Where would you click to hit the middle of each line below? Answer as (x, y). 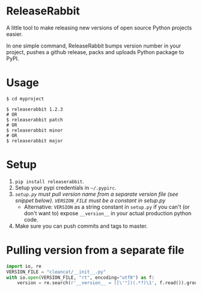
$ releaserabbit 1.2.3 (35, 109)
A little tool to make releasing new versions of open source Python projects (99, 28)
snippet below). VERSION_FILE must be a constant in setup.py (90, 200)
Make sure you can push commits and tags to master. (81, 226)
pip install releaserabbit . (49, 181)
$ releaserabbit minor (35, 130)
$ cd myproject (25, 99)
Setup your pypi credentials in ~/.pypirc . (66, 187)
